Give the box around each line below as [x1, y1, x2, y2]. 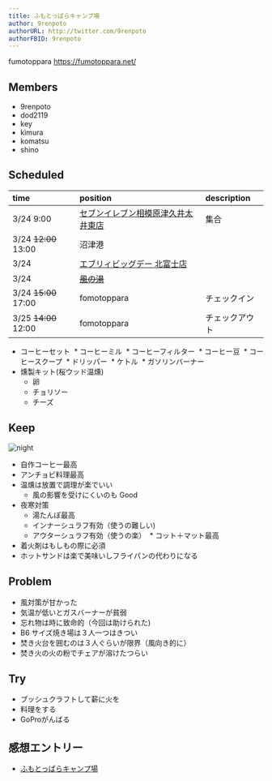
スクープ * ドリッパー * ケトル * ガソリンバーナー [34, 356, 205, 366]
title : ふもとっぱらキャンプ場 [8, 11, 100, 20]
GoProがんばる [19, 714, 70, 724]
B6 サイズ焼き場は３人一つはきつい [19, 628, 138, 637]
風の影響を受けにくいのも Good [32, 490, 138, 500]
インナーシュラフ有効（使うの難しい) [32, 520, 156, 530]
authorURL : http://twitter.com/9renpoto [8, 27, 147, 35]
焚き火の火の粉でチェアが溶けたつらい [19, 648, 148, 658]
